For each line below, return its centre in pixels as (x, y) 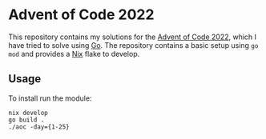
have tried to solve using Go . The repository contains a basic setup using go (133, 45)
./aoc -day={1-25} (39, 127)
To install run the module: (50, 98)
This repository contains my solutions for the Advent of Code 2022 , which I (133, 37)
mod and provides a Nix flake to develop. (74, 54)
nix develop (28, 113)
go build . (26, 120)
